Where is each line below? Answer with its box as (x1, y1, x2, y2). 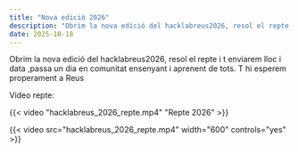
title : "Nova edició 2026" (9, 12, 110, 22)
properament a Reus (9, 73, 85, 84)
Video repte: (9, 90, 55, 100)
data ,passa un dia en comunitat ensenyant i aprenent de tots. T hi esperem (9, 63, 287, 74)
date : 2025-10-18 (9, 29, 74, 38)
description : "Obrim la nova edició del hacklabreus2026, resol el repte (9, 21, 290, 30)
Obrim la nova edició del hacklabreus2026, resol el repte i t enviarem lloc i (9, 54, 282, 65)
